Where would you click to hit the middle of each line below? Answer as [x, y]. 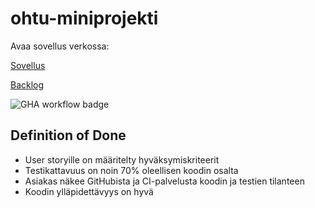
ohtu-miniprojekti [84, 18]
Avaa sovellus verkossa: [60, 46]
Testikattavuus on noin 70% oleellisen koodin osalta [131, 170]
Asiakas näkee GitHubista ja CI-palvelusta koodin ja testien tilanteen [164, 181]
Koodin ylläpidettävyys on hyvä [89, 191]
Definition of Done [68, 135]
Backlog [27, 84]
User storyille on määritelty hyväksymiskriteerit [122, 159]
